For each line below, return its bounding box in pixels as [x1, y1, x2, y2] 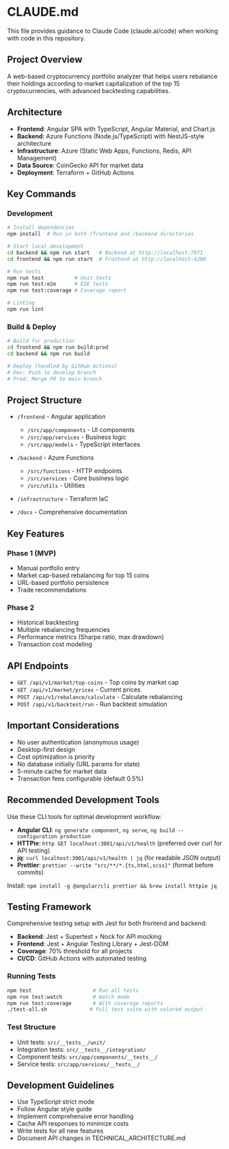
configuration [16, 833, 57, 839]
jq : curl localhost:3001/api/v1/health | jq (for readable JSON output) [16, 853, 221, 861]
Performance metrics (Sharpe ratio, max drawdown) [16, 633, 164, 641]
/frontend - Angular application [16, 412, 106, 421]
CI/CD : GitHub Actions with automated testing [16, 955, 147, 963]
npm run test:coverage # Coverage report [7, 287, 127, 294]
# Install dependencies [7, 224, 75, 231]
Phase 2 [7, 603, 35, 612]
